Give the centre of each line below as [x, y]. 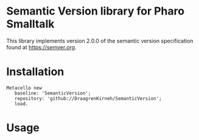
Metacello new [24, 88]
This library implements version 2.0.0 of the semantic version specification [100, 41]
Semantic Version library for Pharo [95, 11]
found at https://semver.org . [41, 47]
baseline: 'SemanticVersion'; [53, 93]
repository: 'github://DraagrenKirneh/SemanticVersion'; [88, 98]
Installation [35, 72]
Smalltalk [30, 24]
